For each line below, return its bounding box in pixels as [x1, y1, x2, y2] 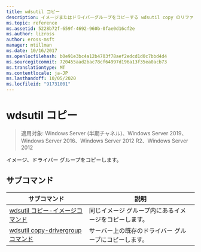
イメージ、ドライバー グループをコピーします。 [6, 156, 122, 163]
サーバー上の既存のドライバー [89, 226, 173, 235]
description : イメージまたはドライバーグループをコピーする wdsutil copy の [6, 14, 181, 20]
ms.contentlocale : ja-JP [6, 70, 68, 76]
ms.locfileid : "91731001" [6, 81, 71, 87]
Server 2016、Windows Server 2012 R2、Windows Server [45, 137, 188, 144]
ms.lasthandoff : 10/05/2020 [6, 75, 77, 81]
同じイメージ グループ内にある [89, 206, 175, 214]
